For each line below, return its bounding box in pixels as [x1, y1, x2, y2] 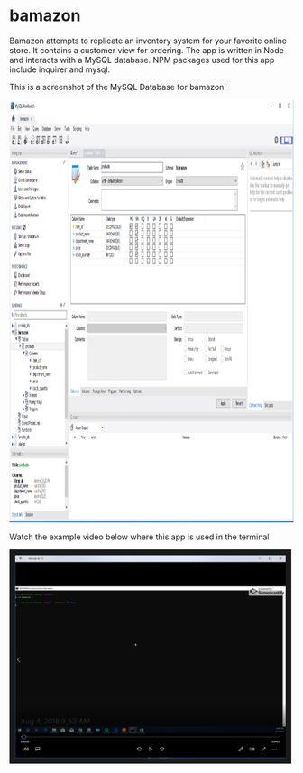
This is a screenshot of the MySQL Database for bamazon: [9, 81, 227, 92]
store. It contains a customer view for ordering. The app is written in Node [9, 44, 284, 55]
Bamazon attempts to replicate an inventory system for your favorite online [9, 35, 287, 46]
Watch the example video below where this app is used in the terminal [9, 531, 270, 542]
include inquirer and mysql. [9, 64, 111, 75]
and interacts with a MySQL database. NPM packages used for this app [9, 54, 275, 65]
